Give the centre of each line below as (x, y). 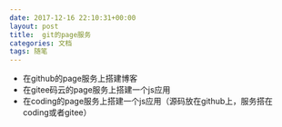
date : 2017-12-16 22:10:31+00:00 (73, 18)
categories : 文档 (41, 43)
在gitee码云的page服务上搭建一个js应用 (96, 90)
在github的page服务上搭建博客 (80, 79)
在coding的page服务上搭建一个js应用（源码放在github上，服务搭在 (147, 102)
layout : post (34, 26)
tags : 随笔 (29, 52)
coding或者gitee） (57, 112)
